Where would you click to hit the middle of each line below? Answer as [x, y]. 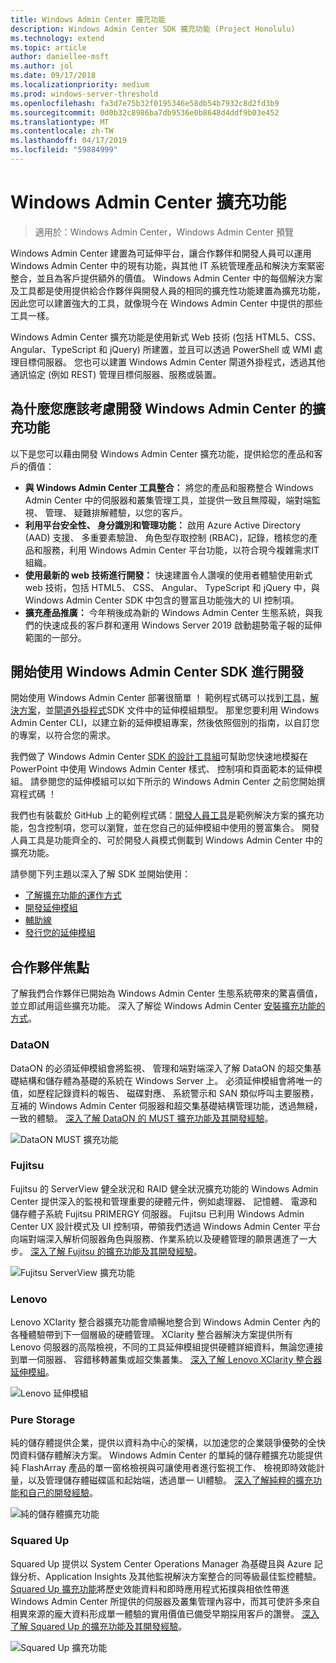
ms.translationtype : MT [60, 122]
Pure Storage [43, 1420]
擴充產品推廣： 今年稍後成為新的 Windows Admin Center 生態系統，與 [169, 612]
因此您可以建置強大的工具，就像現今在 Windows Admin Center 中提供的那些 [166, 303]
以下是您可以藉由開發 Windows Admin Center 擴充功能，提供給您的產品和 [162, 453]
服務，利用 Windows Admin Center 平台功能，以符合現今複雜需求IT [181, 550]
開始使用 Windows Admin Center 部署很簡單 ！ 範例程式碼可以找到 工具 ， [160, 698]
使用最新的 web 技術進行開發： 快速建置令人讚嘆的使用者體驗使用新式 [168, 575]
